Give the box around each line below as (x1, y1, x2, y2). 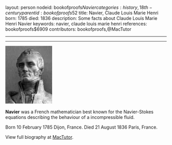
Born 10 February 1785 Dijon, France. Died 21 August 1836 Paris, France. (5, 124, 158, 130)
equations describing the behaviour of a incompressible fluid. (5, 114, 135, 120)
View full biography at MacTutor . (5, 134, 74, 140)
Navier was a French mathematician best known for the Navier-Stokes (5, 109, 154, 115)
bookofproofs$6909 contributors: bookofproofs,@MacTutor (5, 26, 132, 32)
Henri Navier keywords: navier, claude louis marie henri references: (5, 20, 147, 27)
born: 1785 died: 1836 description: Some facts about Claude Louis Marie (5, 15, 158, 21)
